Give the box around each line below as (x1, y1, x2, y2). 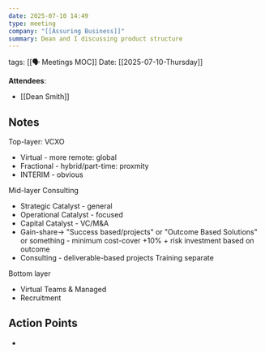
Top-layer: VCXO (8, 137, 65, 147)
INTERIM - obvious (19, 170, 83, 179)
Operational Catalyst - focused (19, 210, 123, 220)
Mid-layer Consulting (8, 186, 79, 196)
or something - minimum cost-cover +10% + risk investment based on (19, 236, 254, 246)
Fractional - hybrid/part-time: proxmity (19, 161, 149, 171)
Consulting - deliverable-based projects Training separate (19, 253, 215, 263)
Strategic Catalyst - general (19, 201, 113, 211)
